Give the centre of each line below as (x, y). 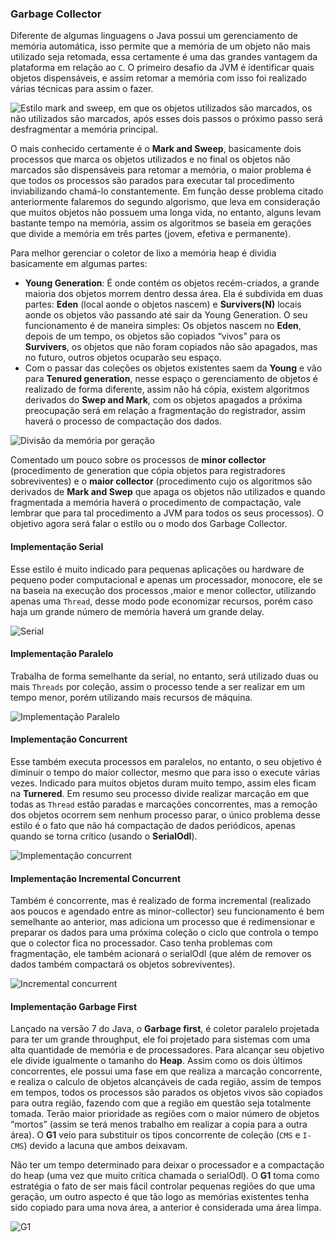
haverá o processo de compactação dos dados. (123, 421)
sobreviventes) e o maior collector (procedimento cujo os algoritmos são (161, 481)
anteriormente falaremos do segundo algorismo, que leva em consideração (165, 202)
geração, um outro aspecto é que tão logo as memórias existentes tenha (160, 1197)
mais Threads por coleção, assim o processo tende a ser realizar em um (158, 686)
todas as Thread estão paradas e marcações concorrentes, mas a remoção (164, 804)
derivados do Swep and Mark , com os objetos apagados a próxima (163, 400)
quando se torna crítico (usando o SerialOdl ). (104, 836)
